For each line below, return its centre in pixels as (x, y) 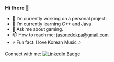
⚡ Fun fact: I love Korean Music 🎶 (46, 42)
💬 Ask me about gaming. (38, 29)
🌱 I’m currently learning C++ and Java (51, 24)
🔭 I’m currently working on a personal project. (60, 19)
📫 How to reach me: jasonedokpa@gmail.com (60, 35)
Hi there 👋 (17, 8)
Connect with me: (23, 54)
